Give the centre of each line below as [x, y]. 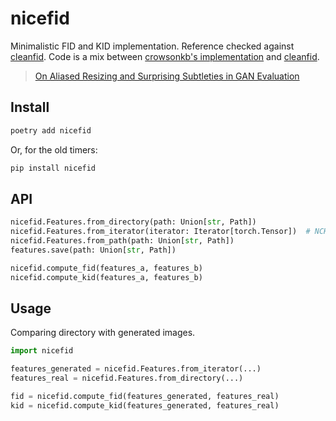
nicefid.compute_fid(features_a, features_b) [106, 268]
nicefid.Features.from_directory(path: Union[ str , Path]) [133, 222]
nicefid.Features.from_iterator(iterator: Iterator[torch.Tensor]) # [160, 232]
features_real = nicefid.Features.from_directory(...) [127, 378]
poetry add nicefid [51, 130]
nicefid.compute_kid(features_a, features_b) [106, 277]
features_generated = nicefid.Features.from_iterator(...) [136, 369]
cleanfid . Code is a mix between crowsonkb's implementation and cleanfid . [165, 56]
